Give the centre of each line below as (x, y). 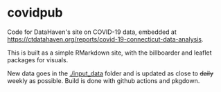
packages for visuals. (38, 59)
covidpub (35, 13)
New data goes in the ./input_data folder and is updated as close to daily (110, 73)
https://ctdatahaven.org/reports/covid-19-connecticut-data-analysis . (105, 39)
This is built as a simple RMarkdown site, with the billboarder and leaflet (110, 53)
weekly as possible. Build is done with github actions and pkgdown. (104, 80)
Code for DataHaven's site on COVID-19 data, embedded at (92, 32)
